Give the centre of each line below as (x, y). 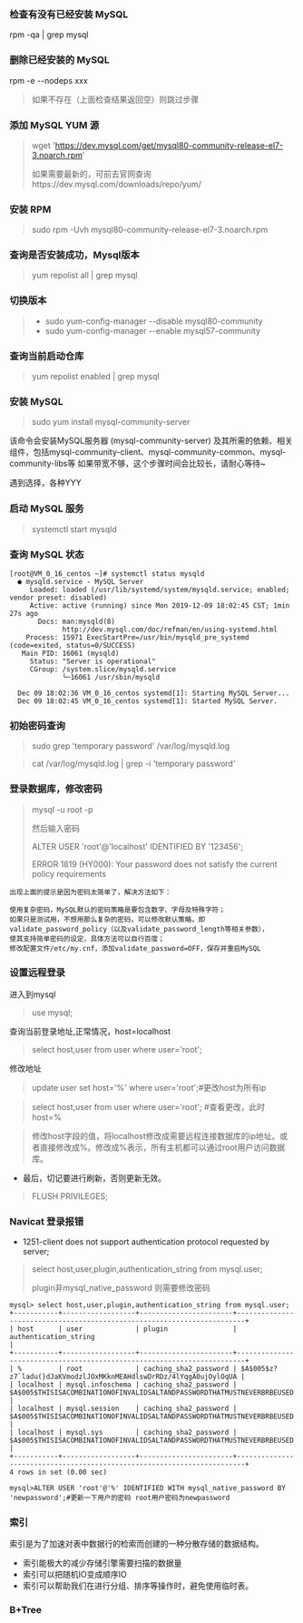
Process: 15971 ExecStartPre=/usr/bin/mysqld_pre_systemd (137, 637)
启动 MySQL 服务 (47, 509)
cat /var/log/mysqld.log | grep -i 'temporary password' (133, 764)
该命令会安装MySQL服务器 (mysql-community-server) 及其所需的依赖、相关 (151, 441)
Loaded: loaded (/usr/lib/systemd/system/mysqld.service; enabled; (160, 590)
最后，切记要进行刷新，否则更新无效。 (94, 1178)
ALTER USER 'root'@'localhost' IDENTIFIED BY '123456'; (137, 846)
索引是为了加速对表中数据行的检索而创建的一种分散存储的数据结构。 (137, 1544)
